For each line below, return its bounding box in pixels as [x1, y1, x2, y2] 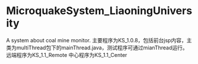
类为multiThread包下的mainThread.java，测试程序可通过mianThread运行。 [6, 44, 188, 51]
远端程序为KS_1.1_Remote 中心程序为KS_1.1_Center [6, 51, 127, 58]
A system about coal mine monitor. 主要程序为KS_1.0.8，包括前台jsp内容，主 [6, 36, 192, 43]
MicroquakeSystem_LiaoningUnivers [6, 4, 193, 18]
